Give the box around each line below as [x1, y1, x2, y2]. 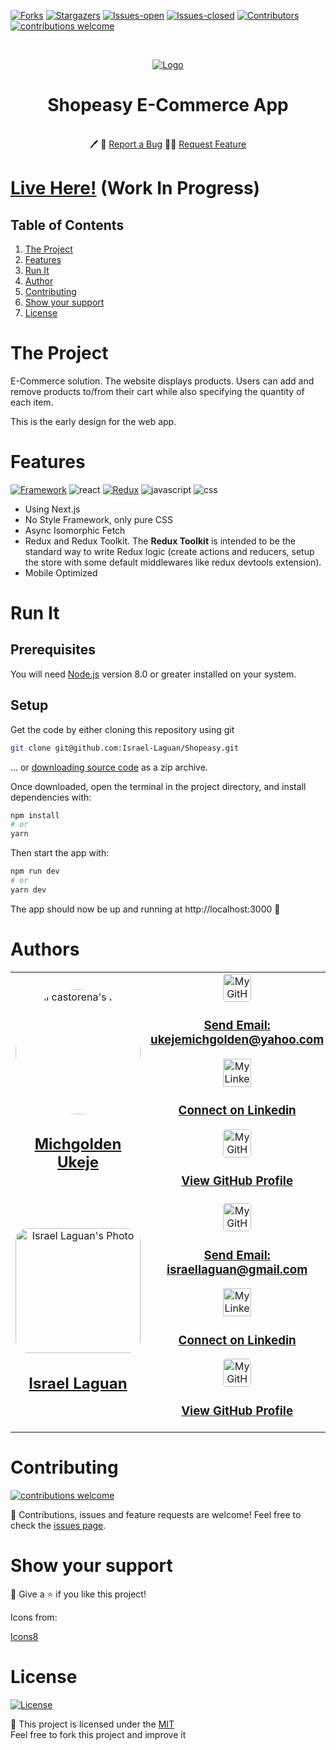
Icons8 [10, 1631, 39, 1643]
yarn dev [10, 885, 47, 895]
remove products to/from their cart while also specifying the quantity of [10, 385, 305, 397]
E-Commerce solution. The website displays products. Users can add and [10, 375, 315, 387]
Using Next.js [24, 503, 81, 515]
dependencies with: [10, 791, 92, 803]
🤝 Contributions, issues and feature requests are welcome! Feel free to [10, 1509, 302, 1521]
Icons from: [10, 1611, 58, 1624]
